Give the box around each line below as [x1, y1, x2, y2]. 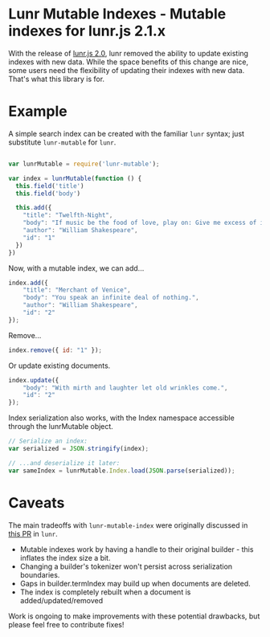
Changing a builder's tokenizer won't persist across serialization [19, 561, 233, 571]
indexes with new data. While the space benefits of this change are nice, [8, 57, 249, 67]
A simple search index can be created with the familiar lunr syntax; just [8, 129, 245, 138]
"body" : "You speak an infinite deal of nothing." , [22, 294, 199, 302]
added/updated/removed [19, 595, 104, 605]
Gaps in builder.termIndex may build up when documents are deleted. [19, 578, 251, 588]
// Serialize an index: [8, 437, 88, 446]
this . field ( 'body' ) [15, 190, 81, 198]
